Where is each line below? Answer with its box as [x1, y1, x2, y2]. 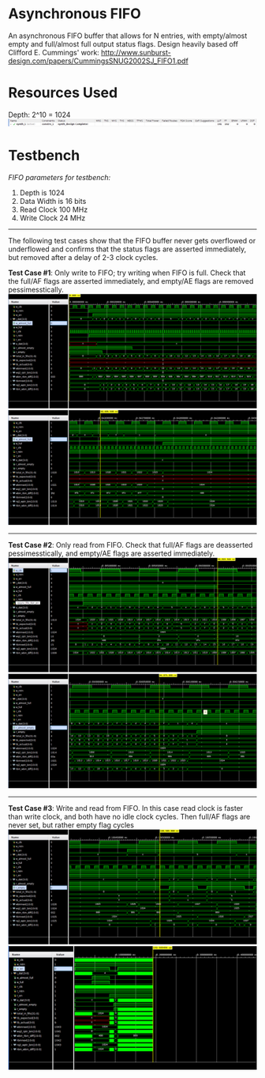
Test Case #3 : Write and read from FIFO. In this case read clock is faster [8, 804, 244, 813]
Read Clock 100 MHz [19, 205, 88, 214]
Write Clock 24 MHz [19, 213, 86, 223]
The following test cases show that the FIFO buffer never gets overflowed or [8, 236, 256, 246]
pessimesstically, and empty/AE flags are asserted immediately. [8, 548, 215, 558]
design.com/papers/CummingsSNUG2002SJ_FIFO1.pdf [8, 56, 189, 66]
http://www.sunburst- [101, 47, 171, 57]
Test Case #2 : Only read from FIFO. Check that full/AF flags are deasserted [8, 540, 253, 549]
